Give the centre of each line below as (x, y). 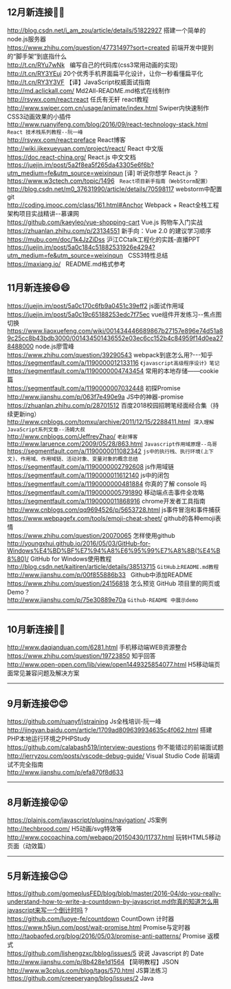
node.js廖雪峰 (55, 346)
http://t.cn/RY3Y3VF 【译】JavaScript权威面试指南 (79, 82)
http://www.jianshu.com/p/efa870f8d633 (65, 772)
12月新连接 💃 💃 (36, 12)
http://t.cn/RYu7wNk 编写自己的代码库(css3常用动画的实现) (93, 65)
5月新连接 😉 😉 (37, 876)
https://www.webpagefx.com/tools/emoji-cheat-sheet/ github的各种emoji (111, 518)
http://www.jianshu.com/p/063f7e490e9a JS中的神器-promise (96, 397)
